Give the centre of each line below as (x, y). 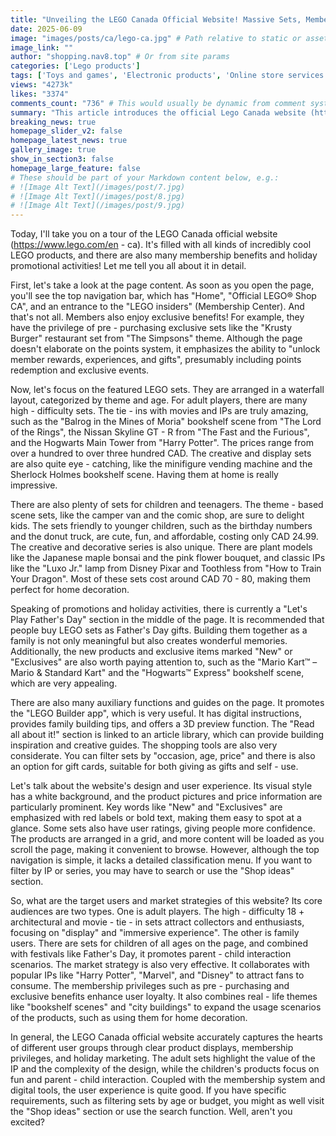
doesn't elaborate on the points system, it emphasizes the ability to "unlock (165, 349)
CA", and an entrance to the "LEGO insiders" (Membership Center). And (157, 307)
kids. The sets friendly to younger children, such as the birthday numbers (161, 526)
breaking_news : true (53, 122)
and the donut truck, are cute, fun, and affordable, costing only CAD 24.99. (164, 537)
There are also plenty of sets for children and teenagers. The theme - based (167, 505)
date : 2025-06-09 (46, 29)
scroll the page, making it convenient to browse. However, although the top (165, 850)
